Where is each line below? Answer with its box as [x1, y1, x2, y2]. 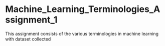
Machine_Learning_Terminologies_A [5, 3, 160, 15]
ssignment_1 [5, 14, 58, 25]
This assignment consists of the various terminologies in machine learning [5, 30, 159, 36]
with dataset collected [5, 36, 51, 42]
